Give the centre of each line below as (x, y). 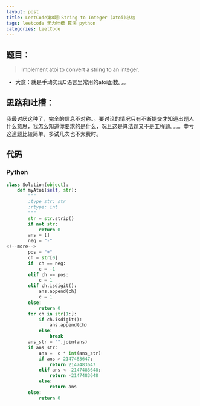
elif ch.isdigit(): (53, 286)
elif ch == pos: (48, 275)
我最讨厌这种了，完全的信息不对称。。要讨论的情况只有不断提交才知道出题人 (100, 118)
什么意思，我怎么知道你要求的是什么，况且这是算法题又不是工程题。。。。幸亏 (100, 126)
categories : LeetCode (34, 29)
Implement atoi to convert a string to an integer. (80, 69)
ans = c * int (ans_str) (70, 353)
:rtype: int (43, 207)
